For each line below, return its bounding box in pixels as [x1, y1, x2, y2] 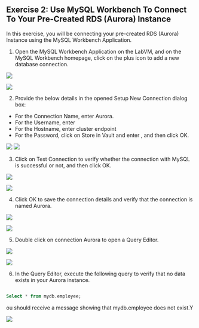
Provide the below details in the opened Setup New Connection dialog [14, 94, 188, 102]
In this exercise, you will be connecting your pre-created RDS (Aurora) [6, 30, 179, 37]
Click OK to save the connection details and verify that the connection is [14, 195, 193, 203]
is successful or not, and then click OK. [14, 161, 112, 169]
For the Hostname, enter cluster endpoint [14, 125, 117, 132]
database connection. [14, 60, 69, 68]
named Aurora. [14, 202, 52, 209]
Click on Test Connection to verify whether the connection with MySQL [14, 155, 190, 163]
